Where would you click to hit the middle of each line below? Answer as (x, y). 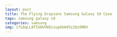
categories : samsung (26, 23)
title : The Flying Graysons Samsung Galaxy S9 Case (58, 14)
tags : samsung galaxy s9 (30, 18)
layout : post (18, 9)
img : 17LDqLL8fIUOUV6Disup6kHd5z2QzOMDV (47, 27)
